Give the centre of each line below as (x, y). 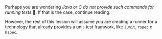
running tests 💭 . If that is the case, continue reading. (58, 12)
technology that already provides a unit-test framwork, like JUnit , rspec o (79, 27)
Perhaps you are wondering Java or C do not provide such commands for (80, 7)
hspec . (11, 32)
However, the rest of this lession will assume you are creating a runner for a (81, 22)
